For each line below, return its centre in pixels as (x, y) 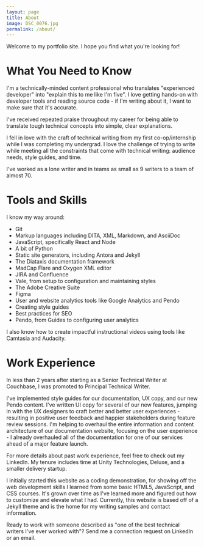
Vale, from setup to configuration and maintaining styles (86, 281)
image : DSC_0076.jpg (33, 23)
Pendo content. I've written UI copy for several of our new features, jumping (102, 405)
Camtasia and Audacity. (36, 338)
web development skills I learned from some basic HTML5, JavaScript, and (100, 487)
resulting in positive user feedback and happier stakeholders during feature (101, 418)
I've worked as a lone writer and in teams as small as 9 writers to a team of (100, 169)
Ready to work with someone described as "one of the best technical (93, 525)
